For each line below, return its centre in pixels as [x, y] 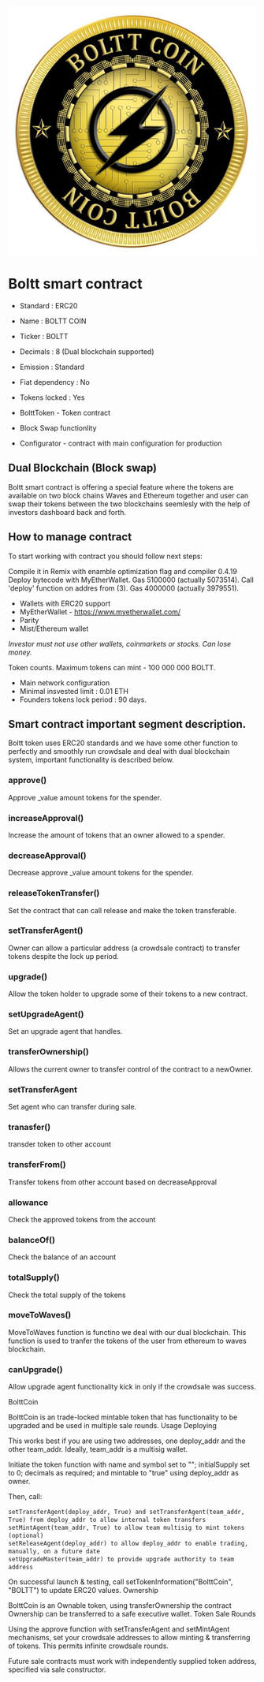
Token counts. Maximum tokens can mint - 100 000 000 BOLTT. [112, 667]
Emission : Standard [52, 367]
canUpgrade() [35, 1369]
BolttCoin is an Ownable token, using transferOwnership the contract [120, 1606]
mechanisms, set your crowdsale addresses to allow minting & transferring [129, 1638]
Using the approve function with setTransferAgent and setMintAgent [119, 1629]
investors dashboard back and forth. [67, 512]
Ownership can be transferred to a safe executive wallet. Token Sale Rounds [132, 1614]
